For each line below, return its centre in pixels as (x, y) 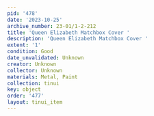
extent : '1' (24, 45)
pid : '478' (23, 13)
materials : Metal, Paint (42, 77)
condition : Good (30, 52)
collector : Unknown (35, 70)
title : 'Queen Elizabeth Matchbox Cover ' (68, 32)
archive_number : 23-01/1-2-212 (52, 26)
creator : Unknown (32, 64)
